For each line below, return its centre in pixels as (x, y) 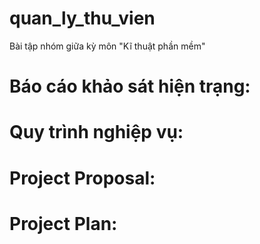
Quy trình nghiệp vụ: (96, 132)
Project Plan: (63, 223)
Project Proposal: (82, 178)
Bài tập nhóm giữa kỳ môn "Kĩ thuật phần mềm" (107, 46)
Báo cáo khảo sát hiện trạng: (130, 86)
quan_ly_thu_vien (82, 18)
